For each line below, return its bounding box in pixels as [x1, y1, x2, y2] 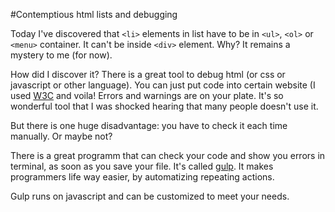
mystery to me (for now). [10, 49, 113, 61]
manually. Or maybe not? [10, 130, 113, 142]
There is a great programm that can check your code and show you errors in [10, 150, 326, 161]
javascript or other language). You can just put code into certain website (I [10, 79, 316, 91]
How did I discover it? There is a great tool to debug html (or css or [10, 69, 286, 80]
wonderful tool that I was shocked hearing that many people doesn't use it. [10, 100, 319, 112]
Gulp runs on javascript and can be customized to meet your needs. [10, 190, 290, 202]
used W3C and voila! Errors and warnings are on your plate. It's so [10, 90, 284, 101]
